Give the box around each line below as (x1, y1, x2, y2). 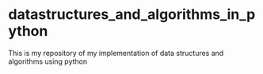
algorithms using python (8, 57, 88, 66)
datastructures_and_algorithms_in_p (8, 6, 256, 24)
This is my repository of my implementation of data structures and (8, 48, 224, 57)
